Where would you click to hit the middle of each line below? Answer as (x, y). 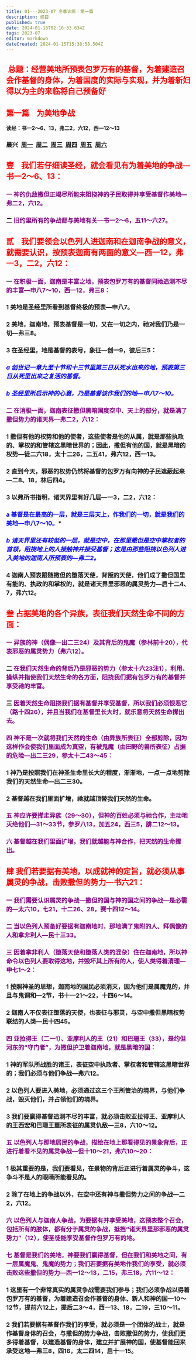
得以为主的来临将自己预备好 (56, 91)
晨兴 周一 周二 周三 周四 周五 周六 (56, 145)
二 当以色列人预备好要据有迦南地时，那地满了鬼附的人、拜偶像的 (97, 926)
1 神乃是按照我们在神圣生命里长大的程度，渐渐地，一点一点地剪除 (98, 772)
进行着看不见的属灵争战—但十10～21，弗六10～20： (80, 1151)
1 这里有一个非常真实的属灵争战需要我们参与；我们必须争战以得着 (98, 1290)
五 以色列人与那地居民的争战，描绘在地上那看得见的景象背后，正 (97, 1142)
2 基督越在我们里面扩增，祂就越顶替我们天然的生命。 (80, 798)
